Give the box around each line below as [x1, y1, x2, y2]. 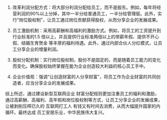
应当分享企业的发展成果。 [25, 80, 78, 86]
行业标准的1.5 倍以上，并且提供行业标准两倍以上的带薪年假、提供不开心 [12, 34, 160, 39]
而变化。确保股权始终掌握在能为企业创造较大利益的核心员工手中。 [12, 63, 148, 69]
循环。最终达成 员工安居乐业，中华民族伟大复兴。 [5, 109, 107, 115]
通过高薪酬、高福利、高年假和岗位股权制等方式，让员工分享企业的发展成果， [5, 97, 163, 102]
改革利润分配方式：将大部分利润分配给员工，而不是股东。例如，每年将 [12, 4, 157, 10]
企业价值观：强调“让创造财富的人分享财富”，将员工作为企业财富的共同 [12, 74, 157, 79]
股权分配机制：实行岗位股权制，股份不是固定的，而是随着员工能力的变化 [12, 57, 161, 62]
